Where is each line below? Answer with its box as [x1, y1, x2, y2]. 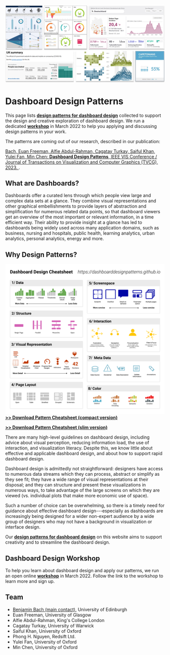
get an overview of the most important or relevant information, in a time [5, 214, 154, 220]
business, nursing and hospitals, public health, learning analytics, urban [5, 230, 155, 236]
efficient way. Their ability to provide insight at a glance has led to [5, 219, 143, 225]
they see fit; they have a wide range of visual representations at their [5, 476, 149, 482]
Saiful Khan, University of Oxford [12, 628, 82, 634]
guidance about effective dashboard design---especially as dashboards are [5, 508, 163, 514]
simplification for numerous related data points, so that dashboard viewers [5, 209, 160, 215]
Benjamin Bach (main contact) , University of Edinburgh [12, 606, 127, 612]
